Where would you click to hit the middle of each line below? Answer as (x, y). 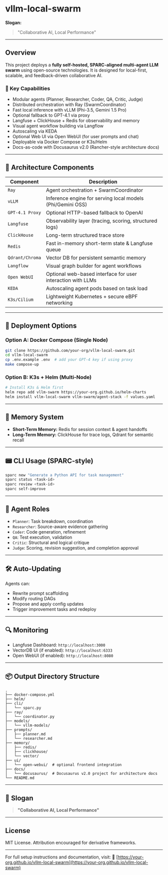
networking (59, 302)
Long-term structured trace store (85, 235)
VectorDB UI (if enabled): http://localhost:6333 (62, 650)
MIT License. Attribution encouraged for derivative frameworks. (71, 842)
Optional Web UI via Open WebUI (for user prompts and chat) (75, 137)
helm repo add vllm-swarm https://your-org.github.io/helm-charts (76, 392)
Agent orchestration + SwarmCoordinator (94, 190)
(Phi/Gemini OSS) (66, 204)
